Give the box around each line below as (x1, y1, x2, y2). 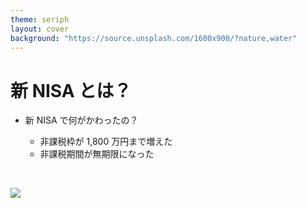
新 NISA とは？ (10, 79, 132, 102)
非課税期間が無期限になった (39, 148, 155, 160)
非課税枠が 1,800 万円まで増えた (39, 136, 173, 148)
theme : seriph (10, 14, 70, 25)
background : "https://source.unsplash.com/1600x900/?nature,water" (10, 33, 298, 43)
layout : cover (10, 24, 70, 34)
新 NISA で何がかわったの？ (24, 114, 139, 126)
